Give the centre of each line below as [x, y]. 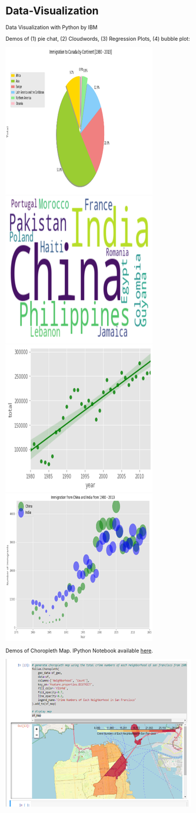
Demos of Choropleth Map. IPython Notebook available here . [79, 651]
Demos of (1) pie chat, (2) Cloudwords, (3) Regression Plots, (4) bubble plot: [98, 38]
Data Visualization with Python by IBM [52, 27]
